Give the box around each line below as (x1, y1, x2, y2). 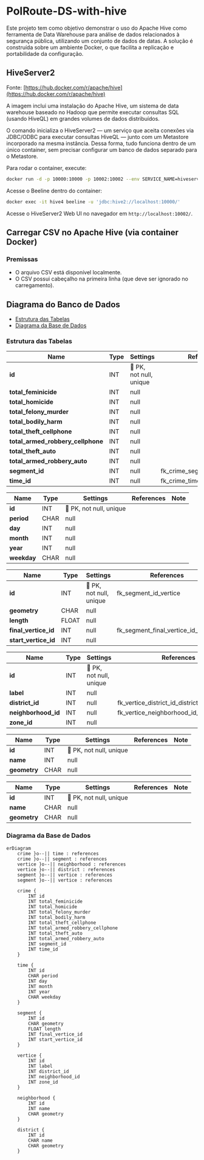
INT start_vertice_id (28, 1036, 83, 1042)
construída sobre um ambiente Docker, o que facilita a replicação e (6, 44, 174, 51)
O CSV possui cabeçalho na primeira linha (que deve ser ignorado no (15, 275, 188, 283)
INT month (28, 983, 53, 989)
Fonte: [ (6, 84, 26, 91)
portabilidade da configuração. (6, 50, 84, 57)
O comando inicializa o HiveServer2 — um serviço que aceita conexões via (6, 126, 194, 134)
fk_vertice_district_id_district (117, 699, 199, 707)
